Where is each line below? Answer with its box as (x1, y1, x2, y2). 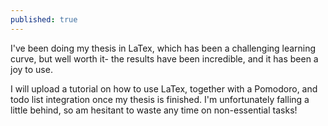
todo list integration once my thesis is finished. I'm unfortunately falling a (10, 93, 310, 105)
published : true (10, 14, 78, 25)
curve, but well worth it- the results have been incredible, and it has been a (10, 52, 319, 65)
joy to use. (10, 63, 53, 75)
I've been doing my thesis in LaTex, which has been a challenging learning (10, 42, 317, 54)
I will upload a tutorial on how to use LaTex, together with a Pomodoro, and (10, 82, 318, 95)
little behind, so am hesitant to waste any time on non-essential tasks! (10, 104, 298, 116)
